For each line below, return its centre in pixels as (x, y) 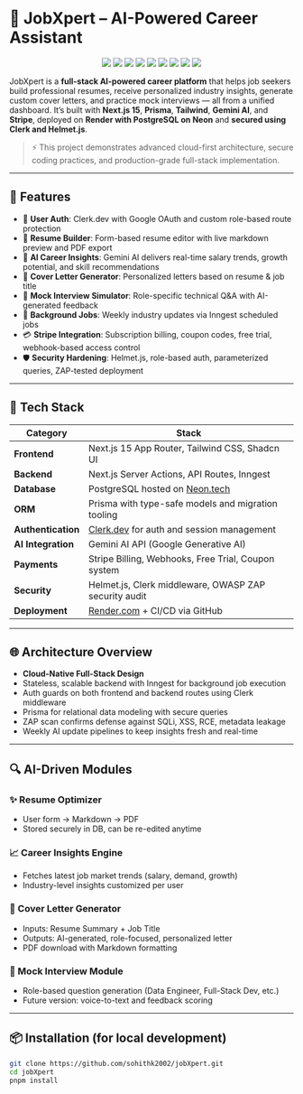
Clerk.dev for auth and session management (183, 529)
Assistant (46, 37)
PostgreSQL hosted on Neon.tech (160, 488)
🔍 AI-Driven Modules (71, 770)
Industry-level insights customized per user (103, 885)
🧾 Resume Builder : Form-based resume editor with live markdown (145, 237)
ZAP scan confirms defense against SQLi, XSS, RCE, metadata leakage (154, 722)
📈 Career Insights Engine (66, 852)
